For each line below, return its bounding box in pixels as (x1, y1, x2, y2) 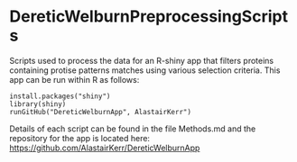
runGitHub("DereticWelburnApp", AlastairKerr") (9, 107, 192, 116)
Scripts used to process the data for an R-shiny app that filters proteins (9, 55, 274, 66)
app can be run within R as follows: (9, 74, 140, 85)
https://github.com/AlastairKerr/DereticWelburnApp (9, 142, 200, 153)
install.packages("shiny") (9, 92, 111, 101)
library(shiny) (9, 99, 67, 109)
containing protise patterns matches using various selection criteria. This (9, 65, 281, 76)
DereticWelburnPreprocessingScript (9, 6, 289, 27)
